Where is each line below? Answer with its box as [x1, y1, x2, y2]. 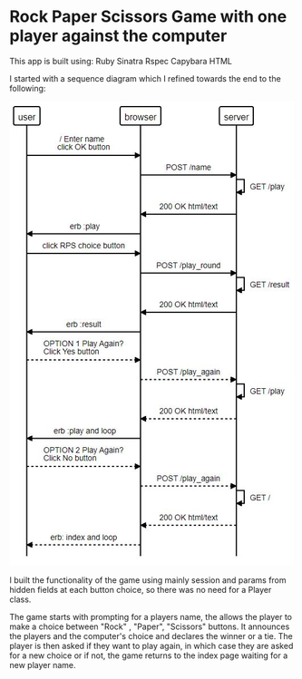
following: [9, 82, 46, 93]
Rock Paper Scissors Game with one [9, 6, 287, 27]
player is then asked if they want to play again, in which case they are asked [9, 640, 294, 651]
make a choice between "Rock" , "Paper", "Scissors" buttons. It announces [9, 621, 290, 632]
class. [9, 594, 32, 605]
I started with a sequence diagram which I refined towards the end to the [9, 73, 281, 83]
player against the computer [9, 25, 228, 46]
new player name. [9, 659, 76, 670]
